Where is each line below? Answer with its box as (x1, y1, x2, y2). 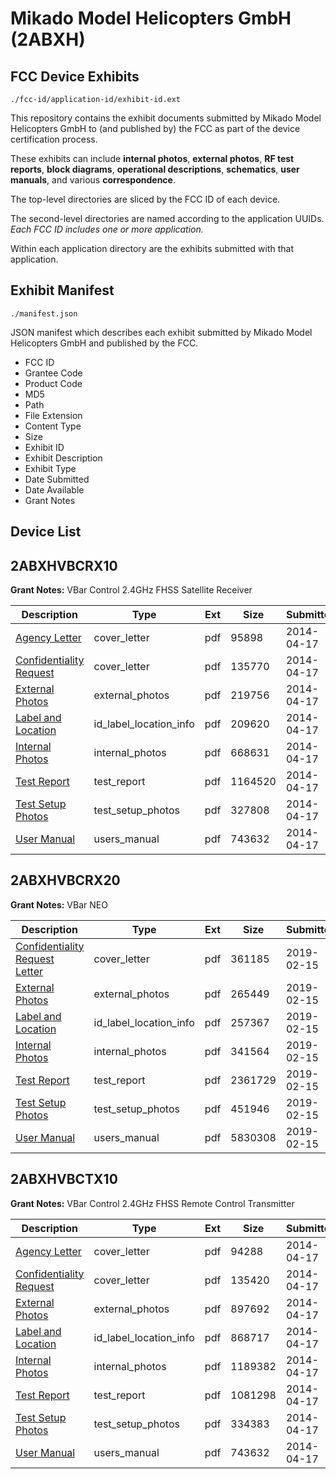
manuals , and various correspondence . (10, 174, 176, 186)
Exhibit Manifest (10, 282, 115, 299)
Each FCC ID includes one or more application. (10, 223, 204, 235)
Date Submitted (24, 473, 90, 485)
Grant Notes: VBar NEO (10, 898, 108, 911)
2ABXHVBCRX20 (10, 872, 121, 889)
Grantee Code (24, 367, 83, 379)
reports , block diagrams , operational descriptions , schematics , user (10, 163, 300, 175)
